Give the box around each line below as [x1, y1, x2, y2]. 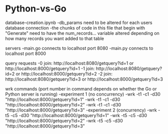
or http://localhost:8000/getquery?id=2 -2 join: [16, 70, 113, 76]
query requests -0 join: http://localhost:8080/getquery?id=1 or [5, 60, 134, 66]
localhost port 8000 [5, 50, 46, 56]
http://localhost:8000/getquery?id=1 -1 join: [5, 65, 95, 71]
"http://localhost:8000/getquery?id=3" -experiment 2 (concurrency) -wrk [5, 107, 157, 113]
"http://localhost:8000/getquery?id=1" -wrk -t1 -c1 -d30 [5, 96, 120, 102]
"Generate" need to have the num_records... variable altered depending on [5, 30, 159, 36]
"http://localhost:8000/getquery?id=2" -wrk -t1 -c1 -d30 [5, 101, 121, 107]
